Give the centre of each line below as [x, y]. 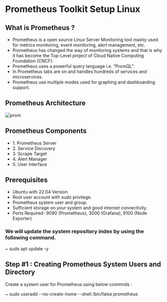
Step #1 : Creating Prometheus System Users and [83, 264]
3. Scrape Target [30, 153]
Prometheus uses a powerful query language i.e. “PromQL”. [74, 66]
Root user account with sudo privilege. [52, 197]
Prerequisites [26, 180]
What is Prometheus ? [40, 28]
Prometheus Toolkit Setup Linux [73, 9]
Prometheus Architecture [45, 103]
